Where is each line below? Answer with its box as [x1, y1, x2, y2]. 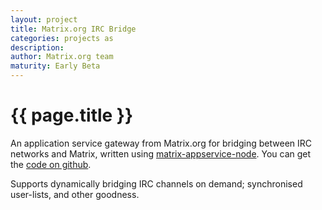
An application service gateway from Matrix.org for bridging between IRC [10, 137, 313, 149]
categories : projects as [10, 33, 114, 43]
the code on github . [10, 158, 92, 170]
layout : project [10, 14, 78, 25]
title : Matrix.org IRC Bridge [10, 24, 137, 34]
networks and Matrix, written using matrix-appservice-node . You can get [10, 147, 312, 160]
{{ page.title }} [10, 104, 134, 127]
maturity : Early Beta [10, 61, 101, 71]
